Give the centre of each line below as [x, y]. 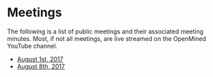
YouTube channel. [32, 46]
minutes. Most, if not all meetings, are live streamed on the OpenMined [107, 38]
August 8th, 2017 [41, 66]
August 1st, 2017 [40, 59]
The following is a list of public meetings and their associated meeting [105, 31]
